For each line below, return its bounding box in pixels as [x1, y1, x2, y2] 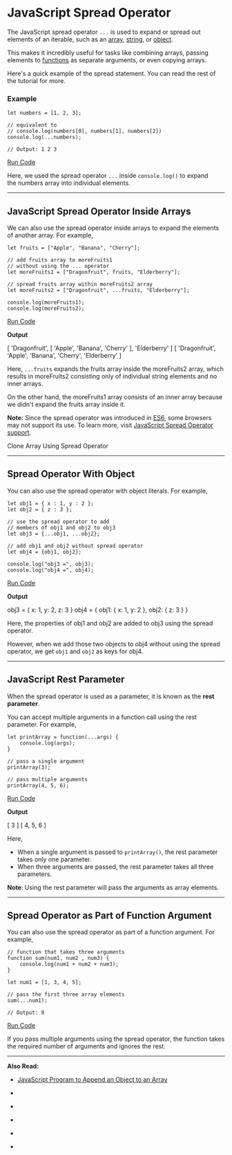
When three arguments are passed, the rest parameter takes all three [17, 862, 214, 871]
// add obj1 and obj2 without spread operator [7, 542, 144, 549]
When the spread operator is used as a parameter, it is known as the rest [7, 692, 215, 700]
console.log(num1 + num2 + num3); [19, 961, 119, 968]
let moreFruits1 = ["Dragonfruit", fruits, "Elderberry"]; [7, 269, 181, 276]
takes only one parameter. [17, 855, 92, 863]
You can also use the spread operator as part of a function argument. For [7, 928, 215, 936]
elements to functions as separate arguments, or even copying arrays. [7, 55, 207, 64]
